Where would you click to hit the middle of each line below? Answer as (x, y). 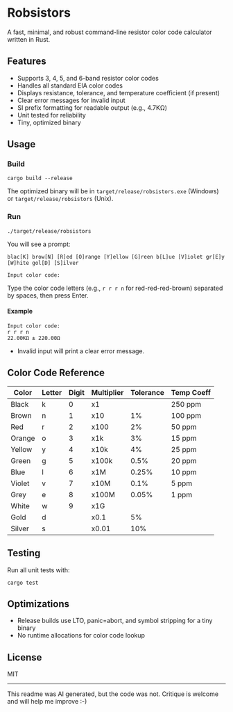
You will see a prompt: (39, 244)
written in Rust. (29, 39)
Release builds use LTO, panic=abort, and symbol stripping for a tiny (115, 621)
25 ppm (184, 449)
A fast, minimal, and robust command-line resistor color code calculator (110, 32)
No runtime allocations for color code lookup (81, 636)
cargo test (23, 583)
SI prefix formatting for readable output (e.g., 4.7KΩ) (92, 107)
